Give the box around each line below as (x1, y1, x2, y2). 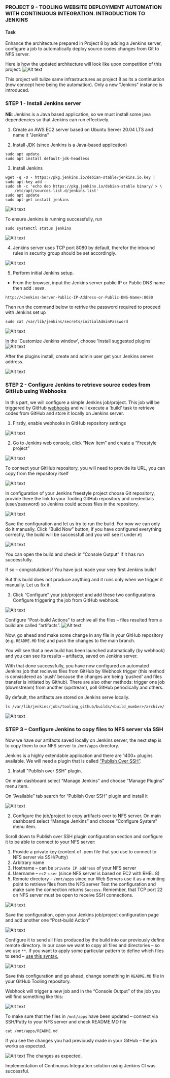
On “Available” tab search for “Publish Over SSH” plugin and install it (5, 793, 148, 799)
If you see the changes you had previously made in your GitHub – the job (5, 1038, 157, 1044)
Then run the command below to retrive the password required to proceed (5, 304, 161, 310)
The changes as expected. (26, 1053, 82, 1059)
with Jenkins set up (5, 309, 46, 315)
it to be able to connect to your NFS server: (5, 839, 95, 845)
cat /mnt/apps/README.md (5, 1029, 58, 1034)
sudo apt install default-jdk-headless (5, 156, 90, 161)
